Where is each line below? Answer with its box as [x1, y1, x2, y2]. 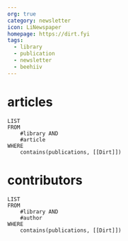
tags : [7, 37, 23, 44]
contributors [7, 172, 83, 188]
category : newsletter [7, 17, 71, 24]
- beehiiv [13, 63, 42, 70]
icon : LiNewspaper [7, 23, 62, 31]
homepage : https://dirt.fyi [7, 30, 91, 38]
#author [20, 214, 42, 221]
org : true [7, 10, 37, 18]
